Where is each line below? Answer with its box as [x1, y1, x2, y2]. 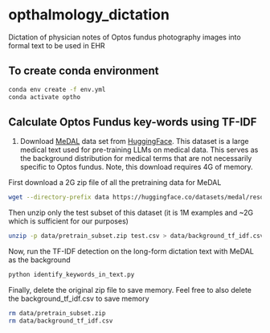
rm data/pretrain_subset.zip [8, 309, 106, 317]
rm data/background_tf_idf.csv [8, 316, 113, 325]
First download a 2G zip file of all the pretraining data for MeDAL [8, 178, 222, 187]
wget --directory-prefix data [8, 193, 110, 202]
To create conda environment [8, 64, 159, 78]
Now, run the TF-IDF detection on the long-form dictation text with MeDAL [8, 247, 255, 257]
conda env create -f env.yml [8, 85, 106, 93]
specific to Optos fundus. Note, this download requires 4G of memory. [19, 162, 253, 172]
